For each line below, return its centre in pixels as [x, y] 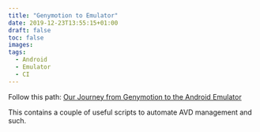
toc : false [26, 38]
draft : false [30, 30]
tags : [17, 52]
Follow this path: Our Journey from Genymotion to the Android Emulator [125, 96]
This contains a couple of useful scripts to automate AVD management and [130, 112]
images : [21, 45]
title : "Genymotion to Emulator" [63, 15]
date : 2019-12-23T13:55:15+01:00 [63, 23]
